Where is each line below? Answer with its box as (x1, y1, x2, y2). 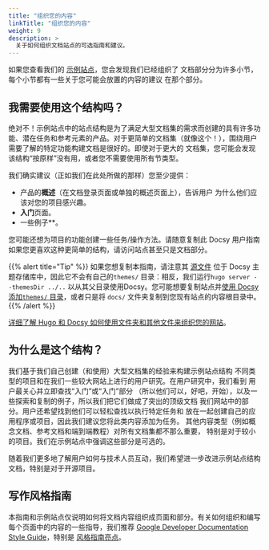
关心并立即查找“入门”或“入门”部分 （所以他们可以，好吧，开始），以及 (22, 386, 251, 396)
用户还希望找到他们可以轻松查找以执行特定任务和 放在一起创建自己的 (22, 406, 249, 416)
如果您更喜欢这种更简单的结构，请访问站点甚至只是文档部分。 (8, 244, 212, 254)
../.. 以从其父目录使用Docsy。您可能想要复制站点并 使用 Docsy (47, 282, 259, 291)
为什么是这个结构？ (8, 343, 103, 357)
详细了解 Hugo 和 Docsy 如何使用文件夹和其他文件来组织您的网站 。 (8, 317, 231, 327)
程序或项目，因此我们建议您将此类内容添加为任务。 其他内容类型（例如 (14, 416, 249, 426)
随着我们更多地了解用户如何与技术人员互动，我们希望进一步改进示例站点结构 (8, 453, 261, 462)
